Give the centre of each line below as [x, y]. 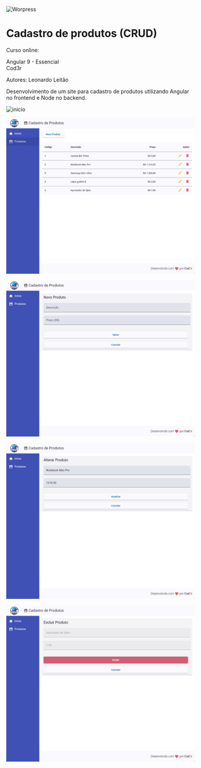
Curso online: [23, 50]
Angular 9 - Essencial [33, 61]
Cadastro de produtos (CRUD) [82, 34]
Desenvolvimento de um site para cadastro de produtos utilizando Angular [98, 91]
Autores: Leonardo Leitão [37, 79]
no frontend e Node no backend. [46, 97]
